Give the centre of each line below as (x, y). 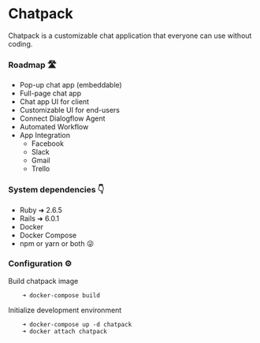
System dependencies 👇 (56, 190)
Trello (41, 169)
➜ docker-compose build (61, 295)
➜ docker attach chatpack (65, 331)
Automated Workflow (54, 127)
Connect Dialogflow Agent (62, 118)
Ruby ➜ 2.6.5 (41, 210)
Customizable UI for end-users (70, 110)
